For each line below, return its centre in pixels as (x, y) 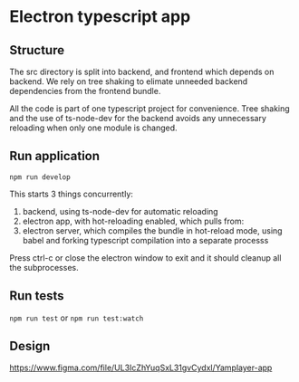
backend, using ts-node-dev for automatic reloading (121, 211)
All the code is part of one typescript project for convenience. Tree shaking (149, 109)
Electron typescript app (100, 17)
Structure (37, 50)
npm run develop (40, 177)
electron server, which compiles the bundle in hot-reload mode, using (152, 230)
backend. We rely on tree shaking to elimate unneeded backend (129, 81)
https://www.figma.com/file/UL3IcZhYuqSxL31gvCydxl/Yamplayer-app (141, 368)
